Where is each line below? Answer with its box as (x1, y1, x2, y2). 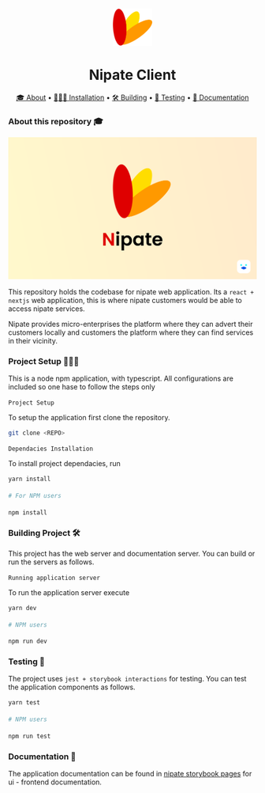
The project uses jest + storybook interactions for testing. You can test (8, 674, 247, 684)
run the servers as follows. (8, 557, 95, 567)
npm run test (8, 732, 51, 740)
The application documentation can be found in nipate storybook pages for (8, 769, 252, 779)
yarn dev (8, 604, 37, 612)
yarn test (8, 699, 41, 707)
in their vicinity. (8, 336, 58, 345)
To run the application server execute (8, 587, 130, 597)
